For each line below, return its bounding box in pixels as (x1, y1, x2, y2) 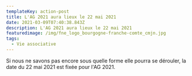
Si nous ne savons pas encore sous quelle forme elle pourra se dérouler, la (6, 57, 186, 64)
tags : (6, 36, 19, 42)
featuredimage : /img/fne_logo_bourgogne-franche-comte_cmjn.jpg (6, 30, 166, 36)
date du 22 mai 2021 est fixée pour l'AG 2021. (6, 63, 116, 70)
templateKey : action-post (6, 8, 69, 15)
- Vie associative (11, 42, 57, 47)
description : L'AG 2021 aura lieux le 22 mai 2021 (6, 25, 132, 31)
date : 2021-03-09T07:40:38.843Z (6, 19, 85, 25)
